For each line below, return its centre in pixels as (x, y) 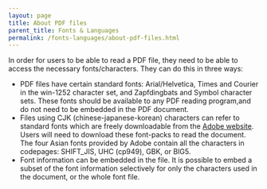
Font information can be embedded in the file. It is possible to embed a (136, 160)
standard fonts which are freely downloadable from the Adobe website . (137, 126)
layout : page (30, 15)
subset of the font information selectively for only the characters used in (138, 168)
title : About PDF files (48, 23)
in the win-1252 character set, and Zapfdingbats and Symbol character (136, 93)
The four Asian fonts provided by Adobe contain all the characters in (132, 143)
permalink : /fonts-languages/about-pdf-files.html (94, 38)
